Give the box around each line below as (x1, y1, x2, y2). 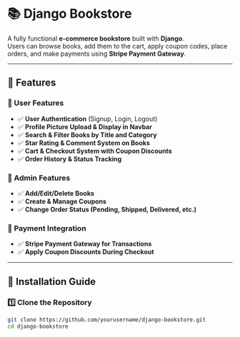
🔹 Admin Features (7, 173, 71, 183)
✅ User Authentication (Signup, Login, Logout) (17, 114, 158, 123)
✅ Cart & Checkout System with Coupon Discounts (17, 146, 173, 155)
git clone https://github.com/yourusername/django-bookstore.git (7, 316, 206, 323)
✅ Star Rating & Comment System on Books (17, 139, 150, 147)
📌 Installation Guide (7, 276, 96, 288)
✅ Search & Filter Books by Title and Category (17, 130, 157, 139)
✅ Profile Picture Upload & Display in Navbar (17, 122, 152, 131)
